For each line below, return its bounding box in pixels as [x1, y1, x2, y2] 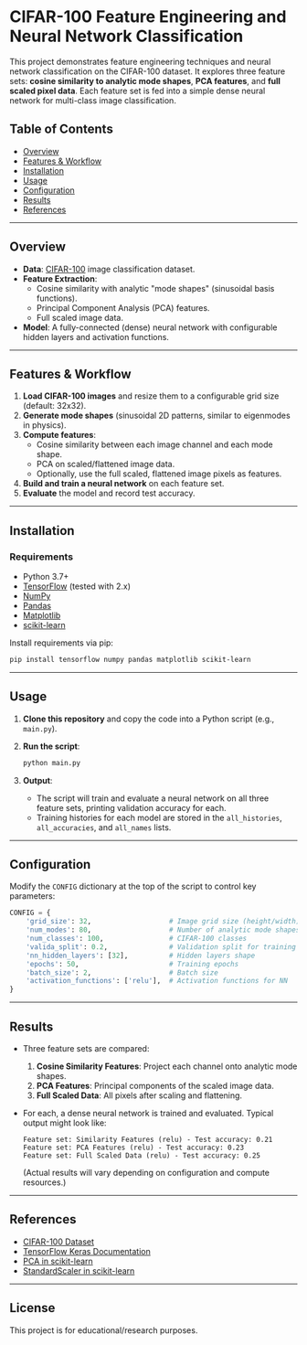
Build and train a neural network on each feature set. [22, 478, 225, 489]
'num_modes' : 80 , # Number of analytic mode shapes [26, 925, 301, 934]
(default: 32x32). [22, 400, 87, 411]
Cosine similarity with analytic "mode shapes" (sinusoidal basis [36, 283, 275, 294]
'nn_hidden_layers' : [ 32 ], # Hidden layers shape [26, 951, 256, 960]
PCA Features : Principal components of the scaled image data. [36, 1081, 274, 1091]
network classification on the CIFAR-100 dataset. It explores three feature [9, 66, 286, 77]
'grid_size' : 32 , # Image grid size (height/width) [26, 917, 301, 926]
